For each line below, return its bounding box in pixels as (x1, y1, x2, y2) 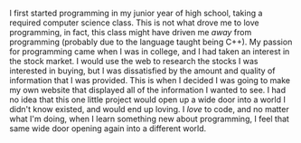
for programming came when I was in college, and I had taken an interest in (9, 46, 290, 57)
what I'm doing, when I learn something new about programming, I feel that (9, 113, 289, 124)
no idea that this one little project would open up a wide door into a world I (9, 94, 287, 105)
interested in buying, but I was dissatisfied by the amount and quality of (9, 65, 276, 76)
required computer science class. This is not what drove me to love (9, 17, 259, 28)
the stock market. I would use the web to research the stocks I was (9, 56, 259, 66)
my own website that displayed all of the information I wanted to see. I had (9, 85, 287, 95)
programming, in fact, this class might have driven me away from (9, 27, 252, 37)
